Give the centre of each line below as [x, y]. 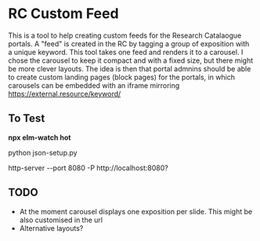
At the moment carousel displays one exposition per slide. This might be [136, 211]
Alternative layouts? [51, 228]
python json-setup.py [43, 152]
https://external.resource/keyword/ [65, 93]
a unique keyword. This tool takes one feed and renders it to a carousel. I [126, 52]
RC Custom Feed [63, 14]
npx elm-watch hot [40, 137]
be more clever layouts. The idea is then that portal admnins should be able [130, 68]
